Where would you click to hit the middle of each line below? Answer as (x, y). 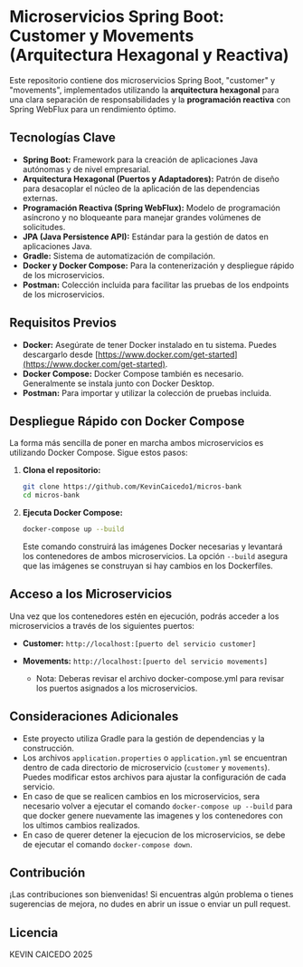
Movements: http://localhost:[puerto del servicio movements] (145, 661)
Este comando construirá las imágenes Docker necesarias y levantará (152, 546)
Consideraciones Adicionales (94, 716)
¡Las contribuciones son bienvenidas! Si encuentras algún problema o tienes (151, 894)
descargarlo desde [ (60, 354)
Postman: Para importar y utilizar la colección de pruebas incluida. (147, 392)
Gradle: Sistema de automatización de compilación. (118, 256)
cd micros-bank (51, 496)
